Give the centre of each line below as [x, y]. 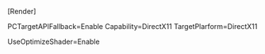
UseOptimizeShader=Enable [54, 41]
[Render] [22, 11]
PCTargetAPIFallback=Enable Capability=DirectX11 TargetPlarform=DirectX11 [132, 26]
